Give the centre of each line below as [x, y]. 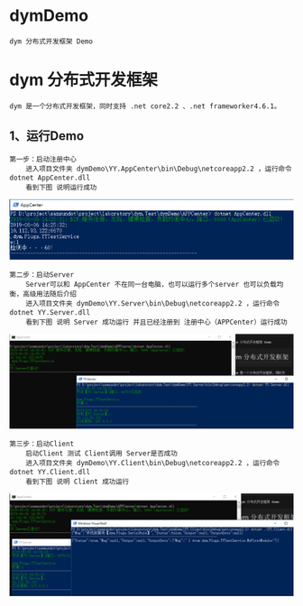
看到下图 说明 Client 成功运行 [77, 482]
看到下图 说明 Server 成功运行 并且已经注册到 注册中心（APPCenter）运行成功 [156, 322]
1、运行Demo [46, 136]
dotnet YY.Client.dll [50, 473]
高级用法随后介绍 [49, 294]
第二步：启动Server [42, 275]
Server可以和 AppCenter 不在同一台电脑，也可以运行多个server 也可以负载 [151, 284]
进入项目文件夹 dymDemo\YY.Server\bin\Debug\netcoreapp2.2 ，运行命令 [153, 303]
